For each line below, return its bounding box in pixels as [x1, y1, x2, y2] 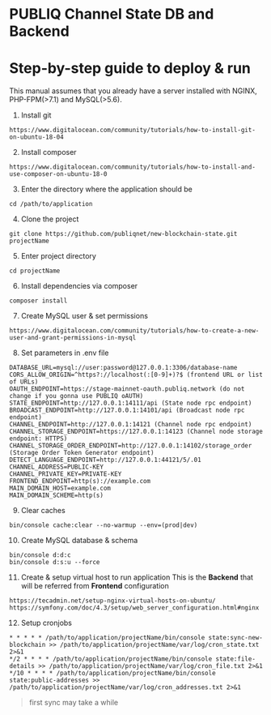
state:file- [215, 655, 256, 663]
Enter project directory [20, 251, 96, 261]
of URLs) [9, 378, 39, 386]
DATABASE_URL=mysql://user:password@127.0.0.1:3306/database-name [9, 364, 238, 372]
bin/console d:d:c [9, 551, 71, 559]
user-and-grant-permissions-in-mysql [9, 334, 137, 342]
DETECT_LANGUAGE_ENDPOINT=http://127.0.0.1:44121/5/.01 [9, 456, 201, 465]
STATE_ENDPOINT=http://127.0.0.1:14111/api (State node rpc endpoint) [9, 399, 252, 408]
